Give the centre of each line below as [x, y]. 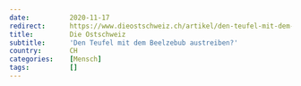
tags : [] [43, 68]
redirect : [28, 26]
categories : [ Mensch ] [56, 59]
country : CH [43, 51]
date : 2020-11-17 [60, 17]
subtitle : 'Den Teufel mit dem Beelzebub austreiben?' [124, 43]
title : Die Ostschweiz [68, 34]
